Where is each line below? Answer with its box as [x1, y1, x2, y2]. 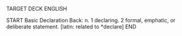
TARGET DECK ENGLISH [6, 5, 67, 12]
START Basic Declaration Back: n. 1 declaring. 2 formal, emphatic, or [6, 17, 176, 23]
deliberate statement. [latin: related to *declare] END [6, 23, 137, 30]
